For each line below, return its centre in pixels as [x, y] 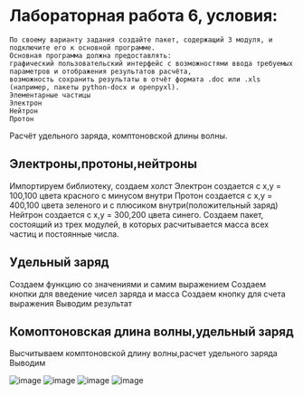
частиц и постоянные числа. [64, 234]
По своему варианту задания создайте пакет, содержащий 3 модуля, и [141, 40]
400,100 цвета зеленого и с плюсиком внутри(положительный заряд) [144, 205]
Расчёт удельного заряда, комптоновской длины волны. [118, 136]
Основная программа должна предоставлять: [90, 55]
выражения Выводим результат [71, 303]
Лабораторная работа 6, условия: [144, 16]
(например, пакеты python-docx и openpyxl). [95, 87]
